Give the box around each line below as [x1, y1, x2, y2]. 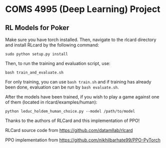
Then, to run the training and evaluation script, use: [5, 60, 111, 66]
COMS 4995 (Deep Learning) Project [5, 3, 161, 15]
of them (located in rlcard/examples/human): [5, 99, 97, 105]
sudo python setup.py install [5, 51, 68, 56]
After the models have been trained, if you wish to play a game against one [5, 94, 159, 99]
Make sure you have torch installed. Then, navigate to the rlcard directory [5, 36, 156, 42]
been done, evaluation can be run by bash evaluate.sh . [5, 84, 119, 90]
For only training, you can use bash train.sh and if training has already [5, 79, 151, 84]
